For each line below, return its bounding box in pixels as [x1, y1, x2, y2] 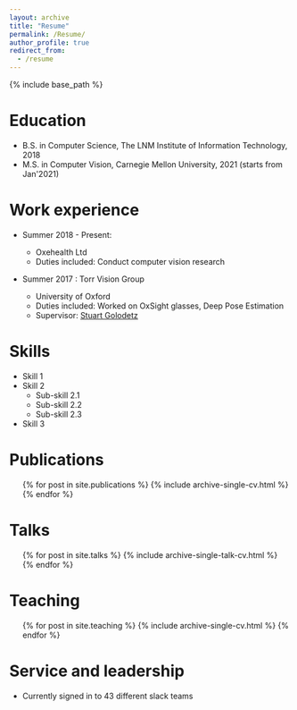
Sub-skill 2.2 [35, 399, 83, 410]
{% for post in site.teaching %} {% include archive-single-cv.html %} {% [21, 620, 290, 630]
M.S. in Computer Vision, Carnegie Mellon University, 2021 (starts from [21, 158, 283, 170]
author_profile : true [9, 38, 90, 47]
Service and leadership [9, 661, 185, 680]
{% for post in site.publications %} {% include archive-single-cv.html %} [21, 479, 289, 490]
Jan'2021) [21, 168, 60, 179]
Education [9, 111, 87, 131]
